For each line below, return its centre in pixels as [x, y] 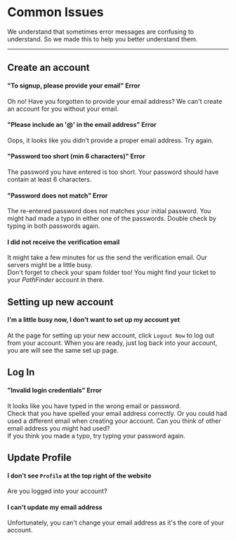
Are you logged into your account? [57, 491]
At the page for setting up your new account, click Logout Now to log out [111, 335]
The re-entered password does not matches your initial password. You [109, 211]
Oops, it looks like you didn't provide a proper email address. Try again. [111, 140]
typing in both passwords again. [54, 226]
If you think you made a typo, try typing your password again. [97, 436]
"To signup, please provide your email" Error [74, 86]
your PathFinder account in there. [56, 280]
